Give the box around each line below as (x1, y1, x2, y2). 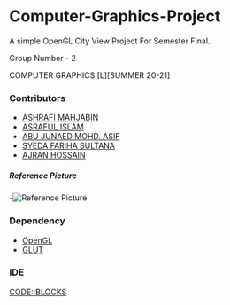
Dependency (9, 215, 66, 227)
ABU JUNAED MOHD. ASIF (21, 131, 120, 142)
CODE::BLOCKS (9, 286, 67, 297)
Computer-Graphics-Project (9, 6, 221, 27)
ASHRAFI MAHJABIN (21, 113, 99, 123)
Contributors (9, 91, 66, 104)
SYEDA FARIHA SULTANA (21, 140, 116, 152)
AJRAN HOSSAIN (21, 150, 86, 160)
